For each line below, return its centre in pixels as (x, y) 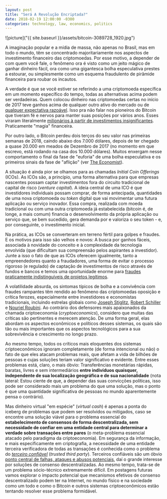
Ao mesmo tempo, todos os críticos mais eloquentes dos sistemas (73, 344)
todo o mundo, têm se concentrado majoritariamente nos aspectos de (77, 53)
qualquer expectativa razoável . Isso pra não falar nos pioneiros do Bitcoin (81, 110)
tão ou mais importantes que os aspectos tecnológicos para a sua (73, 329)
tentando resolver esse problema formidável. (51, 491)
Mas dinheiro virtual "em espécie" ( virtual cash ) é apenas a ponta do (76, 406)
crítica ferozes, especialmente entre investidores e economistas (71, 297)
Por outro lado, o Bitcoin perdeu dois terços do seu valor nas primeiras (78, 136)
